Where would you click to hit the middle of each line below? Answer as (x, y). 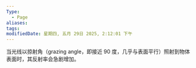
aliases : (17, 23)
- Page (20, 17)
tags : (13, 28)
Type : (13, 12)
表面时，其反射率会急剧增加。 (43, 59)
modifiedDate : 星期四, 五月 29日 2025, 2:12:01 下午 (69, 34)
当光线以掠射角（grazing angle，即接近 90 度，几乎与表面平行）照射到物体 (98, 52)
